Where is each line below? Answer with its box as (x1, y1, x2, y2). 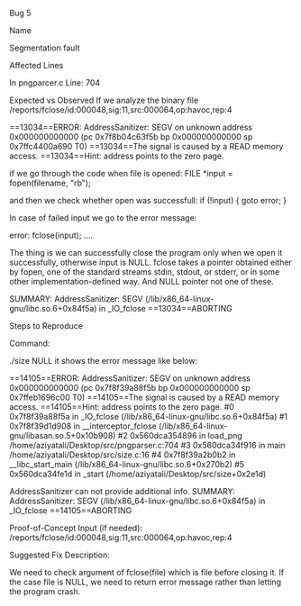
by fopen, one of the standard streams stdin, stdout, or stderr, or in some (9, 267, 280, 277)
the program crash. (9, 586, 81, 597)
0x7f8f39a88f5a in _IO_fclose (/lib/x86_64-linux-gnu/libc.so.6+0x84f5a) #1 (9, 412, 288, 421)
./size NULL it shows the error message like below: (9, 356, 198, 366)
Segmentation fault (9, 42, 80, 53)
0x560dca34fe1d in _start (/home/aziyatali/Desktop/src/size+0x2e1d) (9, 468, 267, 479)
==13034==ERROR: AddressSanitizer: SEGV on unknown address (9, 122, 253, 132)
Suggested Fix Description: (9, 549, 111, 560)
